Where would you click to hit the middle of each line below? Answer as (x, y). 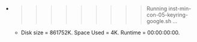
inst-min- (180, 9)
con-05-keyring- (167, 15)
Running (157, 9)
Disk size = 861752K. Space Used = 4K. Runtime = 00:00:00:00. (100, 33)
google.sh (159, 21)
